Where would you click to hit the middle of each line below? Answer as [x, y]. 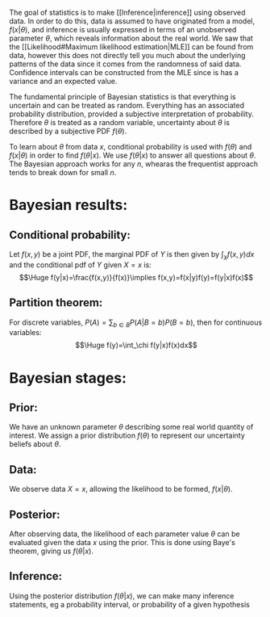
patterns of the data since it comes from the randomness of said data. [125, 64]
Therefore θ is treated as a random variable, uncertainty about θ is [120, 122]
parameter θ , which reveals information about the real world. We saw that [131, 38]
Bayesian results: [69, 205]
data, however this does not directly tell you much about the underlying [127, 55]
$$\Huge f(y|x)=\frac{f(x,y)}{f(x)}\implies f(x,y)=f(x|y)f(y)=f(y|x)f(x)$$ [136, 277]
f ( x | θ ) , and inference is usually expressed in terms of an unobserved [123, 29]
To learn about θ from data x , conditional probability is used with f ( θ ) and [131, 147]
